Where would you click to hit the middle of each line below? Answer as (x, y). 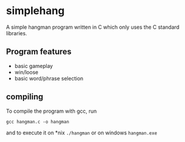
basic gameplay (34, 66)
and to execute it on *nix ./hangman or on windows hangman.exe (82, 133)
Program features (39, 52)
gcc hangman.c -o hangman (37, 121)
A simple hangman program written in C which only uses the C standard (93, 27)
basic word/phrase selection (49, 78)
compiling (25, 97)
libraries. (17, 33)
